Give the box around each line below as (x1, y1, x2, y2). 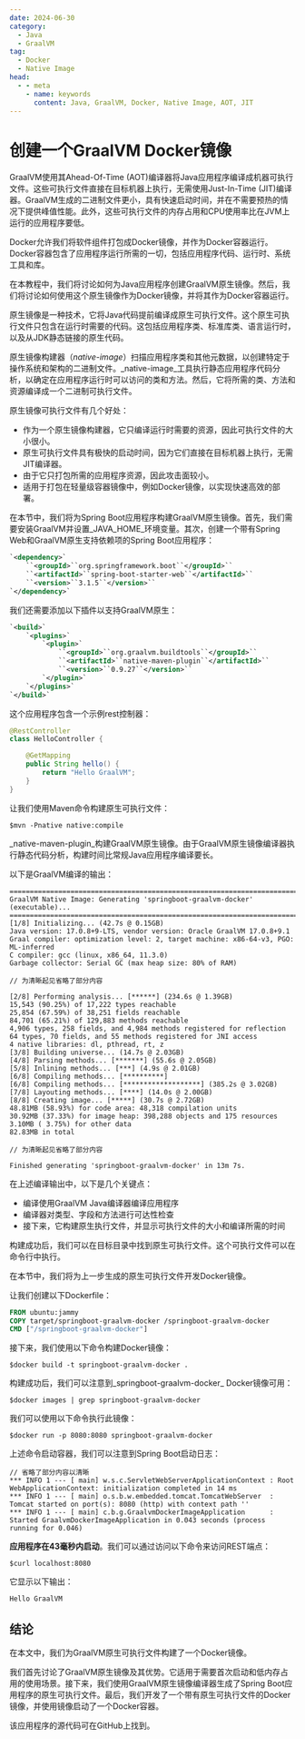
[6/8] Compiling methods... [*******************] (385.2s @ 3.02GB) (9, 1080, 279, 1089)
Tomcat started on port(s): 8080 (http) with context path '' (9, 1500, 250, 1510)
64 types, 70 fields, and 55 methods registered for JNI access (9, 1032, 258, 1041)
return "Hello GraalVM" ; (42, 768, 136, 778)
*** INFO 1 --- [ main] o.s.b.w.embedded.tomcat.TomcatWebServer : (9, 1492, 274, 1501)
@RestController (9, 726, 71, 736)
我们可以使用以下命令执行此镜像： (9, 1413, 137, 1424)
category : (9, 22, 47, 31)
